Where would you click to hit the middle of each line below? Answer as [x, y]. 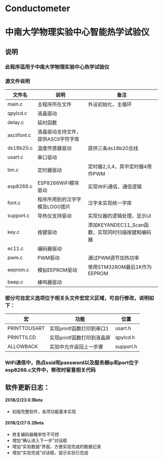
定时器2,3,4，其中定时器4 [117, 166]
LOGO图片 [59, 207]
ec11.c [16, 248]
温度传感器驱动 [54, 148]
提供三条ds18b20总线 [113, 148]
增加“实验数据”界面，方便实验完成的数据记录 [57, 447]
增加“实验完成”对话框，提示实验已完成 [50, 453]
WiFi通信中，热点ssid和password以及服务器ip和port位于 [72, 363]
